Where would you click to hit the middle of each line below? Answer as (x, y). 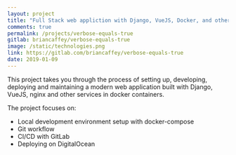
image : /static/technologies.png (56, 46)
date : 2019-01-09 (33, 60)
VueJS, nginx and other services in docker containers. (86, 94)
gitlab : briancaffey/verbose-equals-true (69, 40)
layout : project (31, 14)
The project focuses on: (42, 108)
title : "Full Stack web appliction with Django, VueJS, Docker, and (110, 20)
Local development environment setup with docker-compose (106, 121)
